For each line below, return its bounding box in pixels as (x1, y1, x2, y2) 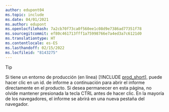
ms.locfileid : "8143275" (5, 50, 58, 55)
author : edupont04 (5, 7, 44, 13)
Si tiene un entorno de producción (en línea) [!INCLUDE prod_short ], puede (5, 74, 162, 80)
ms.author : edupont (5, 21, 47, 27)
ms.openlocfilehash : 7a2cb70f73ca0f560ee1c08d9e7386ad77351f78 (5, 26, 142, 32)
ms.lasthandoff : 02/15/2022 (5, 45, 65, 50)
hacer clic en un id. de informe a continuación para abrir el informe (5, 79, 145, 86)
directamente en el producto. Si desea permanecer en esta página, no (5, 85, 152, 91)
